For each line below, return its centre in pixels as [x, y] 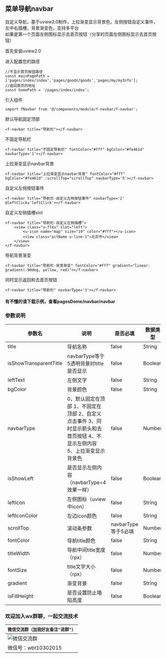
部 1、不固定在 [84, 406]
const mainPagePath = [27, 76]
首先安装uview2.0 [23, 51]
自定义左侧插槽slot [24, 213]
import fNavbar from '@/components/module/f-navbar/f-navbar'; [72, 109]
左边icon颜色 [82, 516]
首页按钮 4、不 [84, 436]
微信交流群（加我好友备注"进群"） [42, 630]
